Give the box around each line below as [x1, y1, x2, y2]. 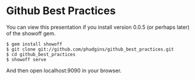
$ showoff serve [6, 56, 46, 62]
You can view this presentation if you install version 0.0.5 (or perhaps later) [6, 24, 190, 31]
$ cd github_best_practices [6, 51, 76, 57]
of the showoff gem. [6, 29, 56, 36]
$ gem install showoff [6, 41, 62, 47]
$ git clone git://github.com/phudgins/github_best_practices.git [6, 46, 174, 52]
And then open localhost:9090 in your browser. [6, 66, 122, 74]
